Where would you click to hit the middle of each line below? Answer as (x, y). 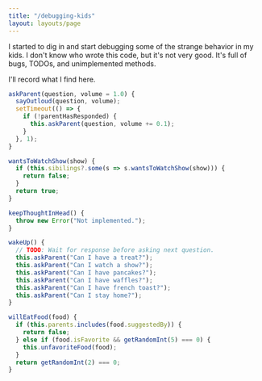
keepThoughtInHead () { (46, 213)
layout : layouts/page (45, 23)
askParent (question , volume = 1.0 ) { (72, 94)
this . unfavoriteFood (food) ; (70, 347)
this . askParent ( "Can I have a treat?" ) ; (84, 258)
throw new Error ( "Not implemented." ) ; (81, 220)
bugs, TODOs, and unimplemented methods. (82, 63)
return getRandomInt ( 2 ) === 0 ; (68, 362)
